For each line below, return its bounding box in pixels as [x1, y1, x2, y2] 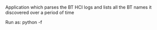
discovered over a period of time [5, 9, 74, 15]
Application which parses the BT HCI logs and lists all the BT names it [5, 4, 152, 10]
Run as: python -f [5, 19, 43, 25]
